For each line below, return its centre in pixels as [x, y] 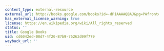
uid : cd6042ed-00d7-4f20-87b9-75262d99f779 [50, 37]
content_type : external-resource [39, 9]
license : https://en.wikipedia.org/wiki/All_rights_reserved [69, 23]
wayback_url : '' [21, 41]
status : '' [16, 28]
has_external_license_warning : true [42, 18]
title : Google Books [26, 32]
